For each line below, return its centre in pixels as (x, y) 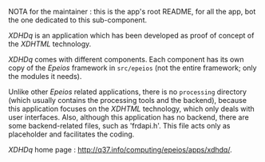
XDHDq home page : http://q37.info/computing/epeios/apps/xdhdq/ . (121, 150)
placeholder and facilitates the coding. (71, 134)
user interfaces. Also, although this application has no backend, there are (129, 117)
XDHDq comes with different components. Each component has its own (126, 59)
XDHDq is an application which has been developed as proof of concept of (131, 36)
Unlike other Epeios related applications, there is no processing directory (128, 92)
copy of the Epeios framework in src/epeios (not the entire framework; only (132, 68)
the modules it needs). (45, 76)
